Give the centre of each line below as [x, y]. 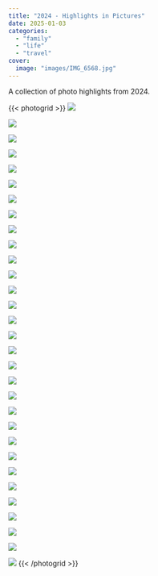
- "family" [34, 38]
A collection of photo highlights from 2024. [79, 91]
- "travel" [34, 53]
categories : [28, 31]
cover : [19, 61]
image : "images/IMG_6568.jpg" [66, 69]
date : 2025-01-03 [37, 23]
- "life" [30, 46]
